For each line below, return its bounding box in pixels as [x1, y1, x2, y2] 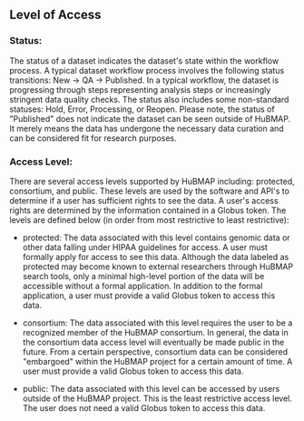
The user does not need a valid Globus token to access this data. [22, 402, 266, 413]
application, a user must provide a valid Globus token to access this [22, 290, 276, 301]
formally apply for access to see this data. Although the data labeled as [22, 251, 289, 262]
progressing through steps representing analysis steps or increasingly [9, 84, 271, 95]
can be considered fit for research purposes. [9, 132, 177, 144]
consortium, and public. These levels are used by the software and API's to [9, 185, 290, 196]
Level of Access [9, 7, 102, 23]
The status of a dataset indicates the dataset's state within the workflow [9, 55, 279, 66]
